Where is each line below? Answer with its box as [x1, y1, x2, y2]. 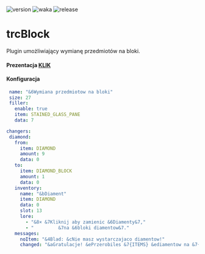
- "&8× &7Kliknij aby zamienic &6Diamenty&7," [25, 219, 146, 225]
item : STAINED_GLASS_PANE [14, 112, 81, 118]
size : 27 [9, 95, 32, 101]
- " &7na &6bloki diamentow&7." [25, 225, 130, 231]
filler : [9, 100, 29, 106]
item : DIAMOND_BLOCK [20, 168, 72, 174]
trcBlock [6, 27, 50, 41]
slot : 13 [20, 208, 43, 214]
